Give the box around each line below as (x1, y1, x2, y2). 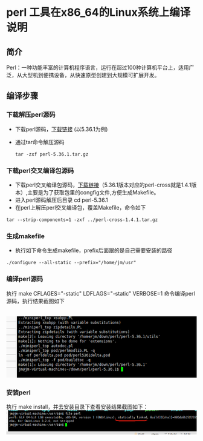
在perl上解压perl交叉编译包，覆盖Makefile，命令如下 (14, 204, 146, 211)
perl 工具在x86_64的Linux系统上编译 (6, 5, 191, 19)
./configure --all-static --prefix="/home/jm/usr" (6, 260, 137, 266)
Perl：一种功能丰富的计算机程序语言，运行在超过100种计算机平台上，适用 (6, 64, 189, 71)
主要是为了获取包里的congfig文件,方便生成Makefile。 (27, 188, 159, 196)
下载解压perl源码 (6, 110, 56, 119)
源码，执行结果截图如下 (6, 297, 65, 305)
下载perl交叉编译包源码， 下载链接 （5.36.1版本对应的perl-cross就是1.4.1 (14, 181, 192, 188)
